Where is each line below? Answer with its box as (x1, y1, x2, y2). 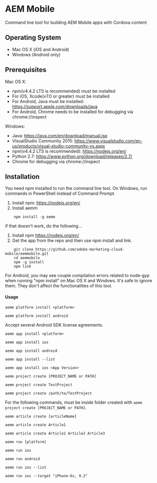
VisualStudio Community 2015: (12, 138, 74, 144)
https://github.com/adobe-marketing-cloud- (35, 247, 125, 252)
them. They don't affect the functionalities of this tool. (5, 283, 112, 289)
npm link (14, 264, 31, 269)
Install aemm (12, 205, 38, 211)
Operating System (5, 34, 62, 42)
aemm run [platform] (5, 439, 47, 444)
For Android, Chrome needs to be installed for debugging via (12, 108, 133, 115)
